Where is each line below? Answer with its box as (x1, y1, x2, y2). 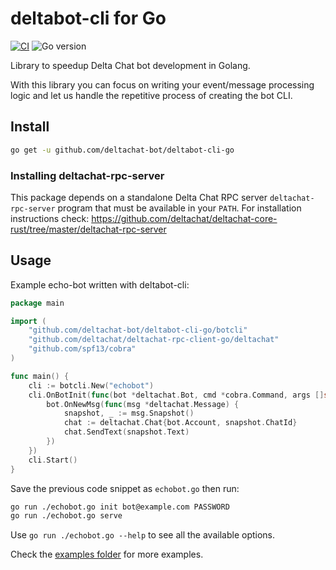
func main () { (10, 371, 70, 381)
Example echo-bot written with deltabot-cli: (10, 278, 190, 291)
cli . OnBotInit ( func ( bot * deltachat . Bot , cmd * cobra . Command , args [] (28, 390, 325, 400)
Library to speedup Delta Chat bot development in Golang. (10, 59, 251, 71)
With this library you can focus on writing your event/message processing (10, 78, 315, 91)
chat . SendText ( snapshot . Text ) (63, 427, 190, 437)
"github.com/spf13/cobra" (28, 344, 137, 354)
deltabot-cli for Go (10, 7, 167, 30)
